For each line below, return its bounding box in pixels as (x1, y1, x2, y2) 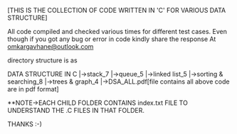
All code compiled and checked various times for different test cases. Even (7, 28, 228, 35)
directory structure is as (7, 56, 78, 65)
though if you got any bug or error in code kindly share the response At (7, 35, 216, 43)
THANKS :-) (7, 120, 43, 128)
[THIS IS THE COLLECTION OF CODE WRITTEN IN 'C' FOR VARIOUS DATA (7, 6, 226, 14)
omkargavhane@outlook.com (7, 43, 94, 50)
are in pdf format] (7, 85, 59, 93)
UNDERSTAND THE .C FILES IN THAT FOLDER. (7, 106, 144, 114)
